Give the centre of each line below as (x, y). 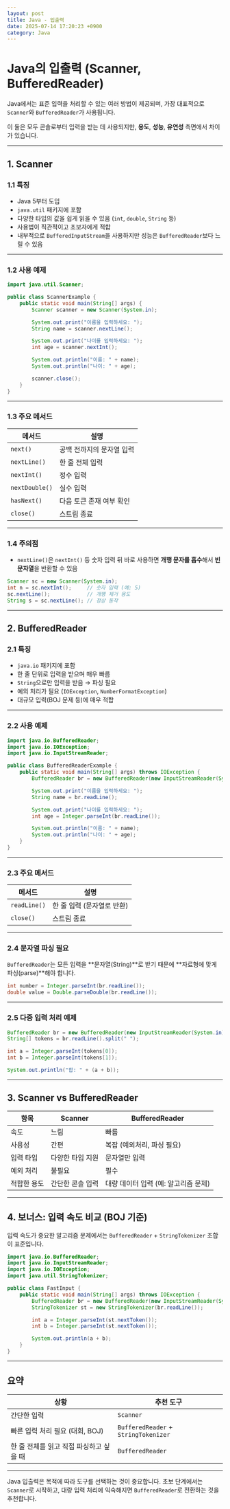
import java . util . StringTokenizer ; (58, 1276)
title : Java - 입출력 (36, 20)
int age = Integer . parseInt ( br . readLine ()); (96, 816)
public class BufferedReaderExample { (62, 766)
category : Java (29, 33)
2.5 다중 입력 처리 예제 (42, 1018)
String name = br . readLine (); (75, 797)
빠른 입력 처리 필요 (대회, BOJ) (57, 1431)
